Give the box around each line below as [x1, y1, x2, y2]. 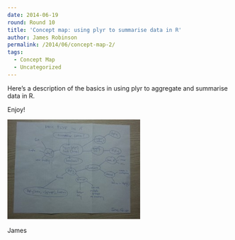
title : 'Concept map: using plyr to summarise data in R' [7, 26, 182, 33]
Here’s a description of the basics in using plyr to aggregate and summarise [7, 84, 228, 92]
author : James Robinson [7, 34, 78, 41]
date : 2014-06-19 [7, 11, 59, 18]
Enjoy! [7, 105, 26, 113]
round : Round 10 [7, 18, 55, 26]
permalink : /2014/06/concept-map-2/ [7, 41, 115, 49]
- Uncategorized [13, 64, 62, 71]
